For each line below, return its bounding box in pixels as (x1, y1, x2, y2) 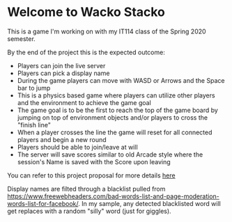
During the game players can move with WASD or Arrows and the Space (17, 76, 225, 84)
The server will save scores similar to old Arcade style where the (17, 150, 203, 159)
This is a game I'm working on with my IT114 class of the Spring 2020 (7, 27, 207, 35)
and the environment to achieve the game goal (17, 98, 151, 106)
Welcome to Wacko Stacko (7, 4, 166, 20)
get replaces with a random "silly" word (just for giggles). (7, 207, 172, 215)
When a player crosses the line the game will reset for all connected (17, 128, 212, 136)
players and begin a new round (17, 135, 107, 143)
